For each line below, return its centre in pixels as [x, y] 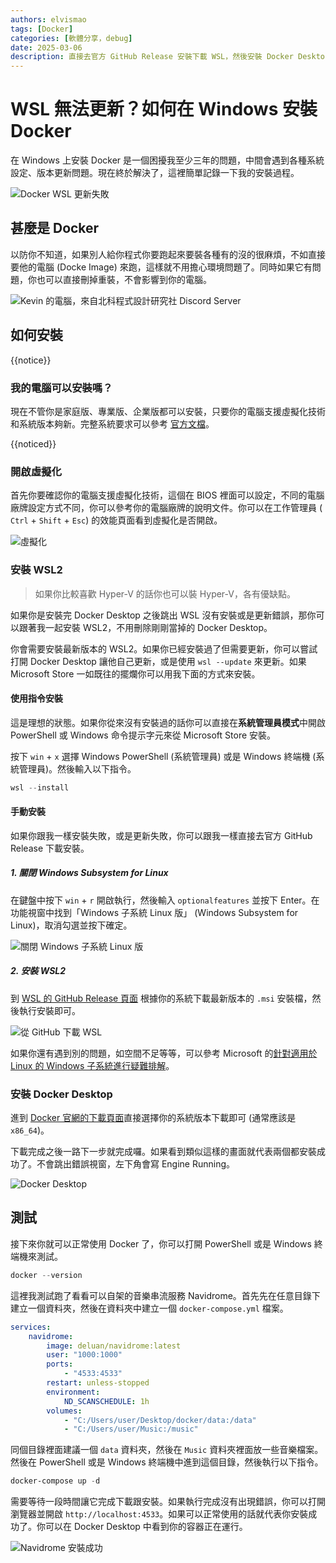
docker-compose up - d [55, 1481]
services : [31, 1327]
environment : [73, 1392]
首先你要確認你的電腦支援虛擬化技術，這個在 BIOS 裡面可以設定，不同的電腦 [167, 495]
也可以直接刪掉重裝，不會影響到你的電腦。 [124, 279]
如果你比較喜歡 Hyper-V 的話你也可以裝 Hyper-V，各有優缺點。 [165, 593]
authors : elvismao [48, 19]
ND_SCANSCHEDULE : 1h [106, 1401]
